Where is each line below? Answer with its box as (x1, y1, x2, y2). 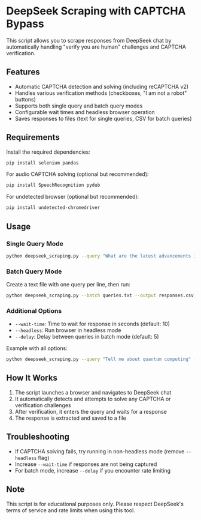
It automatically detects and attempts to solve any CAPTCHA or (14, 395, 171, 402)
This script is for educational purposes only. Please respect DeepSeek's (6, 500, 184, 507)
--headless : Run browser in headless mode (14, 327, 121, 334)
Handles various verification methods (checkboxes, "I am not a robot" (14, 89, 187, 97)
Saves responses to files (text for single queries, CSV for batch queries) (14, 115, 192, 122)
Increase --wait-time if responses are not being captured (14, 461, 157, 468)
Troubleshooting (6, 432, 70, 442)
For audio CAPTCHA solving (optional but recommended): (6, 171, 149, 178)
